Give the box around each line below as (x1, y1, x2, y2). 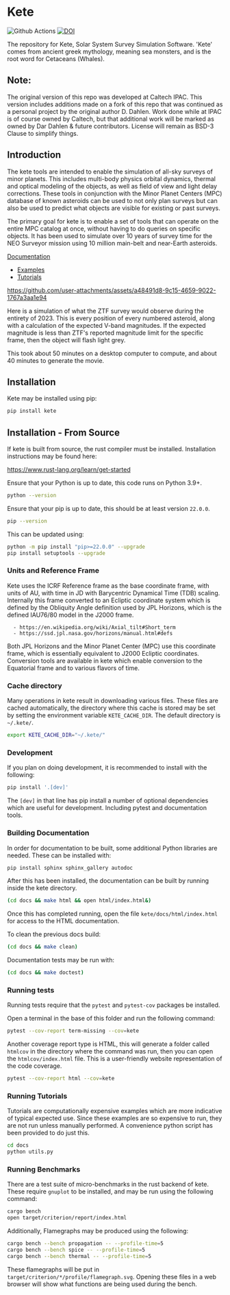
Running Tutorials (7, 1091, 68, 1101)
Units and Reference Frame (7, 566, 99, 575)
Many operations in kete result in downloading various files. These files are (7, 697, 219, 705)
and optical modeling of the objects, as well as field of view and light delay (7, 182, 218, 190)
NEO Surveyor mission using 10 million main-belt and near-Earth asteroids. (7, 239, 218, 247)
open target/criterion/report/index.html (7, 1215, 127, 1222)
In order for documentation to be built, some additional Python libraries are (7, 844, 218, 852)
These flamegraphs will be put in (7, 1265, 99, 1273)
